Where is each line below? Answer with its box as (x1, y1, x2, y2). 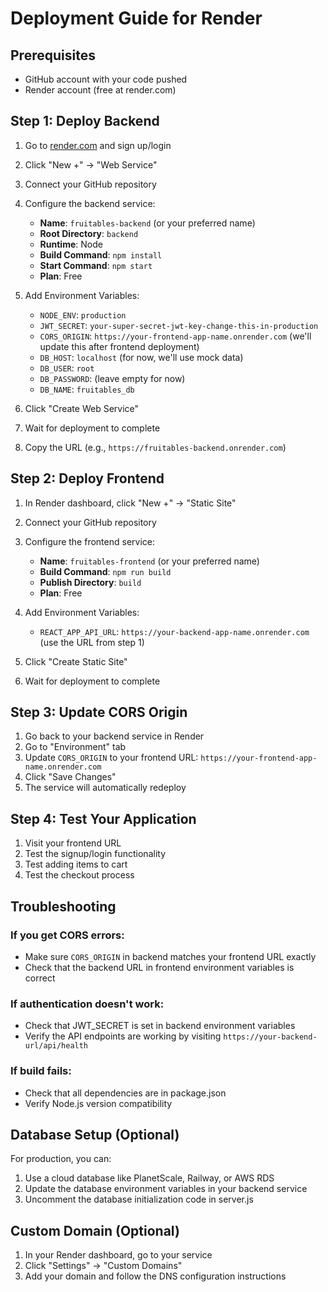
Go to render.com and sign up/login (24, 139, 172, 151)
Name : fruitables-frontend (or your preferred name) (39, 555, 260, 567)
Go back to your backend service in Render (24, 730, 205, 742)
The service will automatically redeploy (24, 782, 187, 794)
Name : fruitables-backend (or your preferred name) (39, 217, 256, 229)
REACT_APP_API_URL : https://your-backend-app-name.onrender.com (39, 625, 310, 637)
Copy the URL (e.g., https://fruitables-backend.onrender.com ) (24, 441, 287, 453)
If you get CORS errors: (10, 928, 125, 942)
